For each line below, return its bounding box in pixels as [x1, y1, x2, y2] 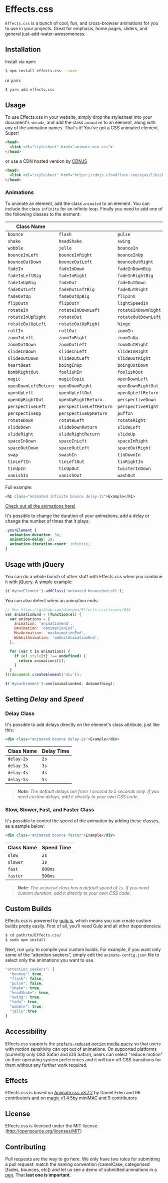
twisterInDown [117, 465, 151, 471]
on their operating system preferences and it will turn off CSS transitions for [5, 1056, 161, 1063]
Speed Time [41, 844, 71, 851]
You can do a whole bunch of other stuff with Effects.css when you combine [5, 573, 162, 579]
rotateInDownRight [117, 307, 161, 313]
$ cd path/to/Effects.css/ [5, 933, 61, 938]
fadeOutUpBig [58, 293, 90, 299]
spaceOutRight [117, 445, 151, 450]
